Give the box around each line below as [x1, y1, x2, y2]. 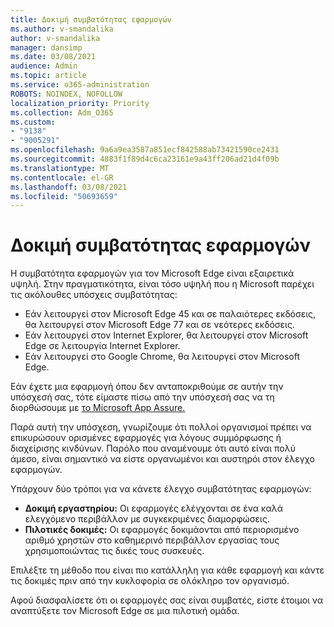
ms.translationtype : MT [10, 163, 110, 173]
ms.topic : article [10, 71, 87, 81]
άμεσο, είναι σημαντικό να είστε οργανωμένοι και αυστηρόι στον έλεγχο [10, 453, 315, 465]
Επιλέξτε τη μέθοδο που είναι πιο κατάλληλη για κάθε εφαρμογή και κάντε [10, 564, 325, 576]
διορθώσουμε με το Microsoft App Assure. [10, 402, 186, 414]
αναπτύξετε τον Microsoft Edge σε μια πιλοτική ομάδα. [10, 605, 240, 617]
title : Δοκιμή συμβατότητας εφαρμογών [10, 14, 172, 25]
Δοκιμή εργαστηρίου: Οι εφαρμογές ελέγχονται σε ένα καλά [24, 502, 283, 515]
